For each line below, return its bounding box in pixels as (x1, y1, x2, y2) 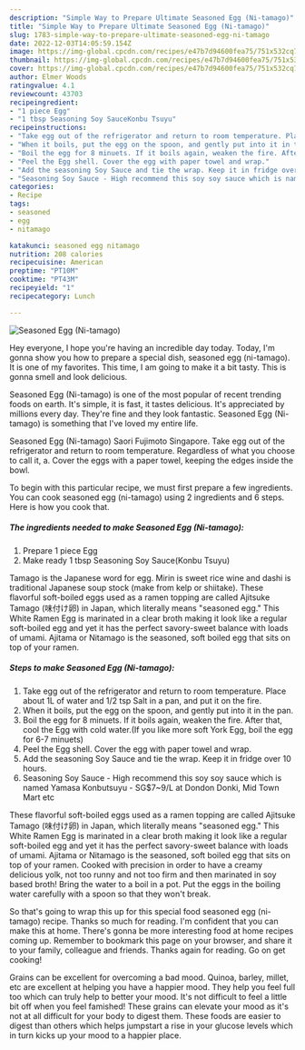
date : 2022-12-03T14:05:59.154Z (9, 38, 132, 48)
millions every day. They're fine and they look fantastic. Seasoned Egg (9, 408, 272, 419)
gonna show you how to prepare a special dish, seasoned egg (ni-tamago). (9, 352, 290, 363)
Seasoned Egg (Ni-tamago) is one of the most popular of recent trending (9, 388, 281, 400)
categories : (9, 183, 54, 192)
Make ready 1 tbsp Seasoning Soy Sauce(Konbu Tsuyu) (22, 555, 231, 565)
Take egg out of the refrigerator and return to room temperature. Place (22, 685, 287, 696)
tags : (9, 199, 30, 209)
